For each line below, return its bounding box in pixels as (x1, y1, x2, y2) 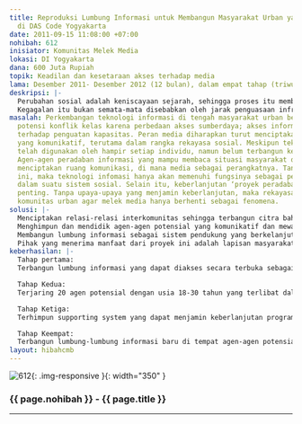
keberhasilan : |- (9, 247, 75, 256)
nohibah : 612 (9, 38, 58, 48)
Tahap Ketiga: (17, 305, 70, 314)
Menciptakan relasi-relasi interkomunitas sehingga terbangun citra (17, 213, 280, 223)
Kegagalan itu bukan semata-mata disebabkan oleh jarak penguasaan (17, 105, 276, 114)
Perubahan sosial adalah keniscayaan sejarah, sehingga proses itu (17, 96, 276, 106)
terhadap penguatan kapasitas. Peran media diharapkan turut (17, 130, 252, 139)
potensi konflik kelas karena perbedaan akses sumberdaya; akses (17, 122, 268, 131)
